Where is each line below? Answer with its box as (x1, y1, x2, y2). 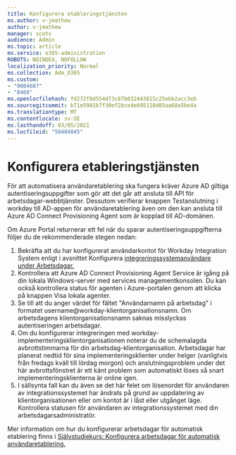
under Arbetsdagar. (17, 261, 75, 270)
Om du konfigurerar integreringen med (17, 329, 130, 337)
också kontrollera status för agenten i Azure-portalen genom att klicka (17, 284, 222, 292)
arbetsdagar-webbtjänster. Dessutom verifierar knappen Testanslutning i (7, 197, 218, 205)
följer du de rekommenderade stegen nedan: (7, 233, 137, 242)
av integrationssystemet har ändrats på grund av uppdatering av (17, 389, 204, 397)
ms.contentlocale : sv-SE (7, 115, 80, 122)
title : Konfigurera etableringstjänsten (7, 10, 128, 18)
